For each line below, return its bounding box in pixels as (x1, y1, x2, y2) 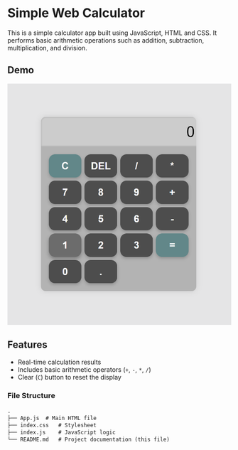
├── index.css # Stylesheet (7, 422, 97, 429)
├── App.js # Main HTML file (7, 414, 97, 422)
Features (7, 339, 48, 351)
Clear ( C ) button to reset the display (17, 373, 122, 381)
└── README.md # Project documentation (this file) (7, 436, 171, 444)
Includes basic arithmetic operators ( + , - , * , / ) (17, 365, 151, 374)
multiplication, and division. (7, 43, 87, 52)
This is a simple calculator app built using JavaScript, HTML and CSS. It (7, 28, 217, 37)
